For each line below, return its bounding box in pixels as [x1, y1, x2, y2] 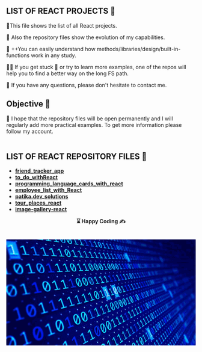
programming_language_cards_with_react [14, 180, 123, 187]
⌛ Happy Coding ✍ [76, 218, 126, 225]
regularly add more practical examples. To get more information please [6, 121, 182, 128]
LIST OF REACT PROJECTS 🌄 [6, 6, 116, 16]
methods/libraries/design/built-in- [97, 45, 181, 52]
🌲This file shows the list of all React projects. [6, 22, 117, 29]
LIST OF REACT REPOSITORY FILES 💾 [6, 152, 147, 162]
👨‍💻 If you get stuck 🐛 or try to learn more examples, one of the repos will [6, 63, 186, 70]
